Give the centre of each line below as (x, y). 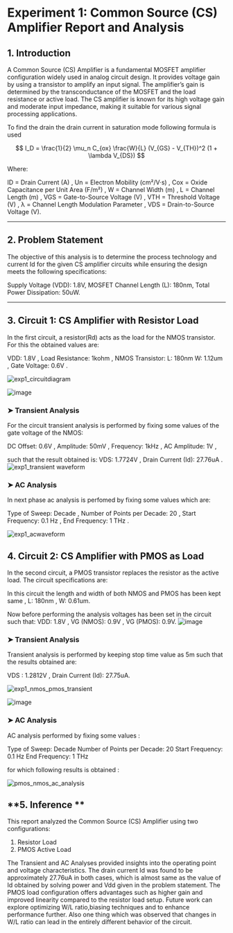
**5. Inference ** (46, 805)
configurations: (29, 829)
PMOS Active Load (44, 850)
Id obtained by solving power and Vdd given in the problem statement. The (114, 885)
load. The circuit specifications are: (58, 580)
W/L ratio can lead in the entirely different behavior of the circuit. (100, 922)
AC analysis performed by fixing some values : (74, 735)
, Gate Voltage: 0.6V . (37, 365)
